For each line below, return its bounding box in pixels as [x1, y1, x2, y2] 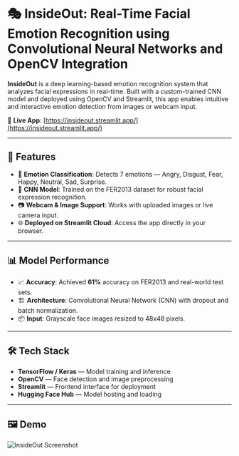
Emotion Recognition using [7, 26, 170, 42]
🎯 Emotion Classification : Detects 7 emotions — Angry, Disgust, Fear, [17, 170, 223, 178]
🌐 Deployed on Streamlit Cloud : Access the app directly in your [17, 218, 206, 227]
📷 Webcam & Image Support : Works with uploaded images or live [17, 200, 213, 209]
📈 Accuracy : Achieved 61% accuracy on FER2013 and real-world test [17, 277, 224, 286]
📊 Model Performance [7, 254, 110, 267]
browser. [17, 226, 44, 235]
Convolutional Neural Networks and [7, 41, 223, 57]
